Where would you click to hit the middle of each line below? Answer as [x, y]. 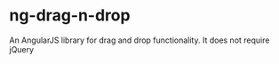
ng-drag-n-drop [70, 16]
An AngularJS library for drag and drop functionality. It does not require [139, 40]
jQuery [21, 49]
